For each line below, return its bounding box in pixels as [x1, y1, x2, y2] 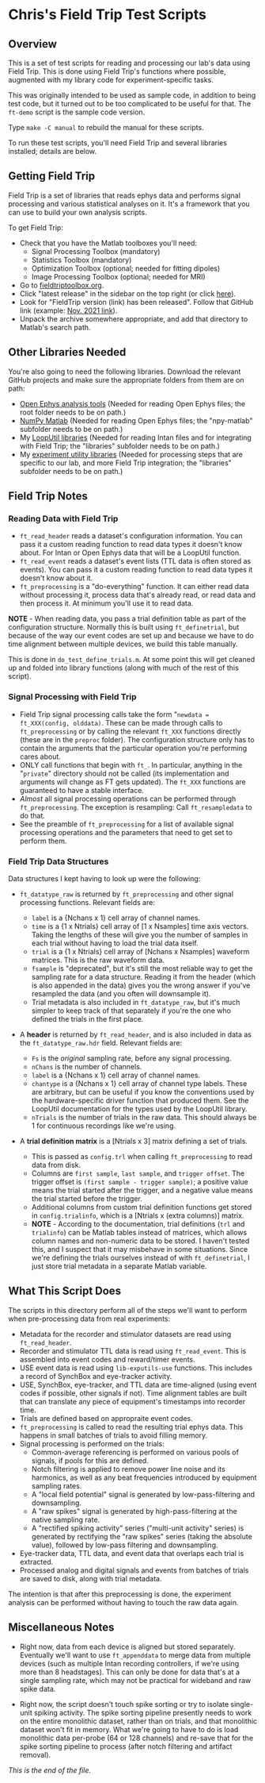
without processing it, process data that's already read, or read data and [19, 590, 256, 600]
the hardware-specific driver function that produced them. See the [31, 1096, 249, 1105]
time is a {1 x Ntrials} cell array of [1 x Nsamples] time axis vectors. [31, 921, 249, 930]
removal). [19, 1750, 51, 1759]
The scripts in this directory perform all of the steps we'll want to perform [8, 1305, 248, 1315]
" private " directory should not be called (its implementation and [19, 768, 229, 778]
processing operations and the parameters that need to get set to [19, 827, 233, 837]
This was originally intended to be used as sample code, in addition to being [8, 90, 256, 100]
